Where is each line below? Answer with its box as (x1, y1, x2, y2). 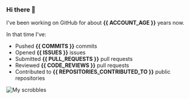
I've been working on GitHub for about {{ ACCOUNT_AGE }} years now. (6, 19, 185, 27)
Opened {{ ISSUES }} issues (15, 49, 86, 56)
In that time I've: (6, 31, 47, 38)
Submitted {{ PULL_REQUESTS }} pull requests (15, 56, 133, 63)
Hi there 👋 (6, 5, 36, 14)
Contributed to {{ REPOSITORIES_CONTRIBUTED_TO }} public (15, 68, 171, 75)
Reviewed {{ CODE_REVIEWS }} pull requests (15, 62, 129, 69)
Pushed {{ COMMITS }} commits (15, 42, 97, 50)
